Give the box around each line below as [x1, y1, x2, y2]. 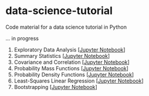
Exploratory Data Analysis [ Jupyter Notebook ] [13, 46, 126, 53]
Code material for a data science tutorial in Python [5, 23, 127, 30]
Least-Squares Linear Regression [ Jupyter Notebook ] [13, 77, 144, 84]
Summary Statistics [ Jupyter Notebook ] [13, 52, 110, 59]
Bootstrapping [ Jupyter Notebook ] [13, 83, 97, 90]
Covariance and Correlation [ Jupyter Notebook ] [13, 59, 130, 66]
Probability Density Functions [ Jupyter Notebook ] [13, 71, 134, 78]
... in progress [5, 35, 39, 42]
